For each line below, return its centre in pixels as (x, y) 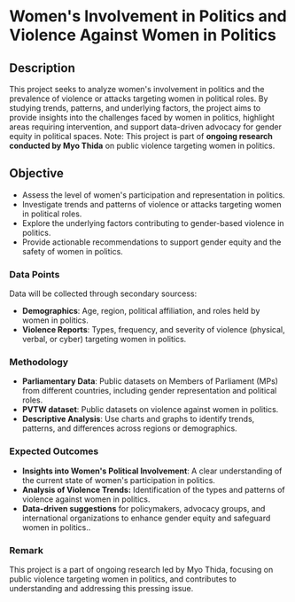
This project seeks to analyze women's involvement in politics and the (137, 89)
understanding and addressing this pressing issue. (101, 588)
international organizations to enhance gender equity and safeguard (146, 518)
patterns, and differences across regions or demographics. (129, 428)
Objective (37, 173)
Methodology (39, 363)
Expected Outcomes (54, 451)
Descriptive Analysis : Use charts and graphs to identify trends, (138, 419)
